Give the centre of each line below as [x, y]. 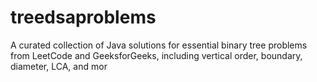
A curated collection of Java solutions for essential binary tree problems [159, 45]
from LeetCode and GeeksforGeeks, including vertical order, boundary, [156, 55]
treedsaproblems [83, 17]
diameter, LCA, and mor [59, 66]
